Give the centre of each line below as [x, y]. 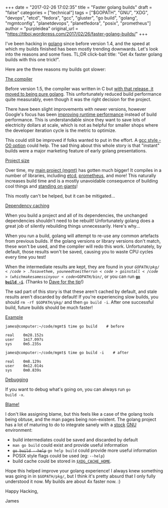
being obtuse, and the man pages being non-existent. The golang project [81, 419]
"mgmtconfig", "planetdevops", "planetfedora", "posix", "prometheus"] [78, 23]
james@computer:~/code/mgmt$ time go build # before [65, 326]
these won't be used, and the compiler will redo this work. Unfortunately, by [83, 246]
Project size [17, 160]
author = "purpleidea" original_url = [42, 29]
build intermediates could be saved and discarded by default [75, 440]
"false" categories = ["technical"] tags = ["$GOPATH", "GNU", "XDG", [77, 13]
